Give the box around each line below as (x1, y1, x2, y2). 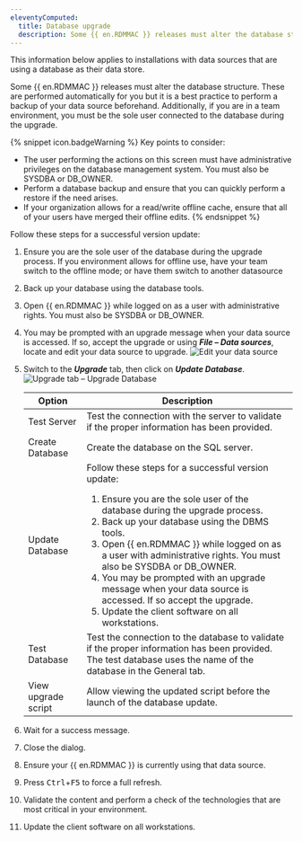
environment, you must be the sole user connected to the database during (10, 110, 285, 121)
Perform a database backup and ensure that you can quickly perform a (22, 183, 286, 194)
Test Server (27, 415, 77, 428)
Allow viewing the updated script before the (86, 685, 271, 697)
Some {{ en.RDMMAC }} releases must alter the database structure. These (10, 82, 285, 93)
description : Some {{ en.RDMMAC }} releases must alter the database (18, 30, 283, 39)
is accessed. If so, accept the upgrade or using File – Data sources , (22, 337, 274, 348)
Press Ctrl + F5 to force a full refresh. (22, 777, 162, 788)
